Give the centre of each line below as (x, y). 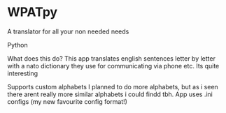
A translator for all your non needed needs (68, 31)
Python (17, 45)
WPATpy (33, 12)
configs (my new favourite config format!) (68, 101)
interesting (23, 73)
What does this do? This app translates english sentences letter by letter (111, 58)
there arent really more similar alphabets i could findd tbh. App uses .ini (110, 94)
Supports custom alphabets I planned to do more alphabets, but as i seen (113, 86)
